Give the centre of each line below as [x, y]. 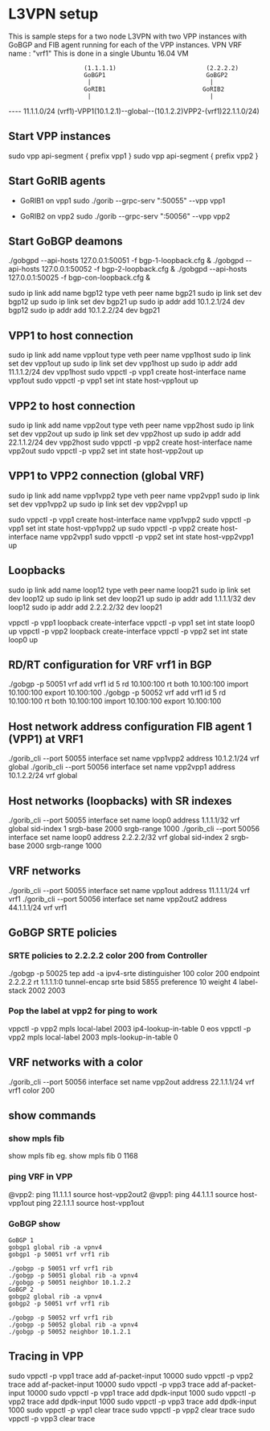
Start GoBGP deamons [65, 241]
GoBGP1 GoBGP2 [156, 75]
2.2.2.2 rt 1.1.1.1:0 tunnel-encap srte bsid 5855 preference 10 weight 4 [123, 982]
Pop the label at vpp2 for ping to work [83, 1011]
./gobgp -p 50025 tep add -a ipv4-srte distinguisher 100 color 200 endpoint [134, 973]
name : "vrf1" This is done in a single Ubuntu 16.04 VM [98, 53]
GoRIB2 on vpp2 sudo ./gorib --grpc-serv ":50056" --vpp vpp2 [125, 216]
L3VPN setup [53, 14]
